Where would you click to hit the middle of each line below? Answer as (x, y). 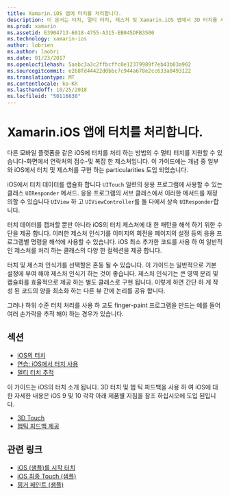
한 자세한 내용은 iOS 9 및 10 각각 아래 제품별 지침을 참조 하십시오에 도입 (103, 396)
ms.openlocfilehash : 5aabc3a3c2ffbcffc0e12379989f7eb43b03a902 (99, 64)
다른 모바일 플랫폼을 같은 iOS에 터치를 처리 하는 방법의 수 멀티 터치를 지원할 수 (111, 152)
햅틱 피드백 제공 (38, 426)
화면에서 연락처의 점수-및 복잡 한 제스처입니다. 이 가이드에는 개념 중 (116, 161)
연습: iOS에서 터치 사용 (48, 363)
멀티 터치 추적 (35, 372)
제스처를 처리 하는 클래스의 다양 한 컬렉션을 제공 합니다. (88, 250)
